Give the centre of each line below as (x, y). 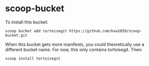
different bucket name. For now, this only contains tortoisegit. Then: (74, 49)
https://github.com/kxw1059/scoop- (105, 31)
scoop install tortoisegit (33, 58)
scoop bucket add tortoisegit (36, 31)
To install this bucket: (27, 22)
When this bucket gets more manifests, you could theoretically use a (75, 44)
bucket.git (16, 35)
